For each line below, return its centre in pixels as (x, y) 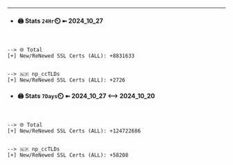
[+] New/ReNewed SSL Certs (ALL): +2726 (67, 80)
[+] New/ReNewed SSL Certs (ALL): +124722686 (74, 131)
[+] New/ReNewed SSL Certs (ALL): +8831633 (71, 56)
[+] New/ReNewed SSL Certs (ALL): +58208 (68, 155)
